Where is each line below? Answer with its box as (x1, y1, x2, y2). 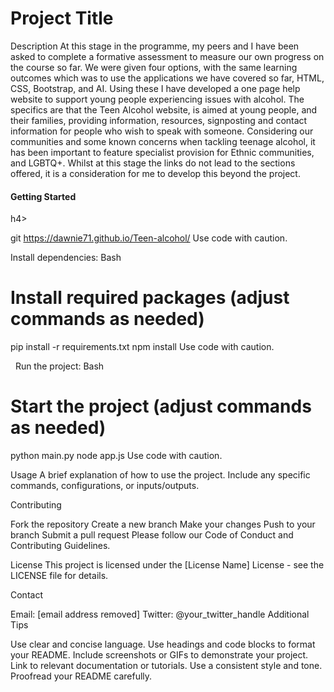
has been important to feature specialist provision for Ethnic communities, (10, 146, 315, 158)
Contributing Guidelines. (10, 540, 111, 552)
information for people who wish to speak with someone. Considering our (10, 125, 314, 137)
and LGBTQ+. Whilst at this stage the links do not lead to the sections (10, 157, 296, 169)
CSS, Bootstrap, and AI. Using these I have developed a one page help (10, 82, 301, 94)
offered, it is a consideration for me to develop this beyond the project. (10, 167, 301, 179)
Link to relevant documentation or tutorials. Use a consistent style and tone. (10, 660, 323, 672)
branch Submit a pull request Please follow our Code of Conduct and (10, 529, 294, 541)
